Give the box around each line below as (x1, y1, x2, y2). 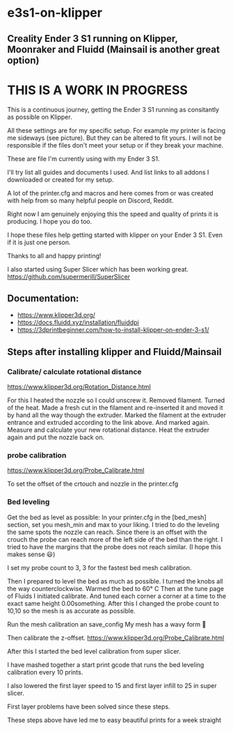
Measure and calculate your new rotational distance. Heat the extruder (7, 426, 210, 434)
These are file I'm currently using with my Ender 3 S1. (7, 155, 160, 163)
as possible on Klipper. (7, 113, 72, 121)
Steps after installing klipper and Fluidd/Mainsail (7, 346, 222, 358)
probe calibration (7, 450, 67, 460)
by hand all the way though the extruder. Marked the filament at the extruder (7, 411, 227, 419)
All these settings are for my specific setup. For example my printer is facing (7, 126, 226, 134)
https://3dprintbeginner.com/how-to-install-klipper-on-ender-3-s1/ (17, 326, 210, 334)
